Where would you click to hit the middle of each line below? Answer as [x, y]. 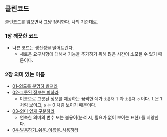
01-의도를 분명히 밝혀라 [35, 86]
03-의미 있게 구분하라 [33, 111]
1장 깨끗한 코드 [22, 36]
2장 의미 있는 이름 [25, 75]
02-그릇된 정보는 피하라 [35, 92]
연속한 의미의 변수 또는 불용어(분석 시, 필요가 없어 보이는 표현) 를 [83, 117]
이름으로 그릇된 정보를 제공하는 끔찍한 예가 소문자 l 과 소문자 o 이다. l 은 [89, 99]
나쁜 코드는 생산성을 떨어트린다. [43, 48]
